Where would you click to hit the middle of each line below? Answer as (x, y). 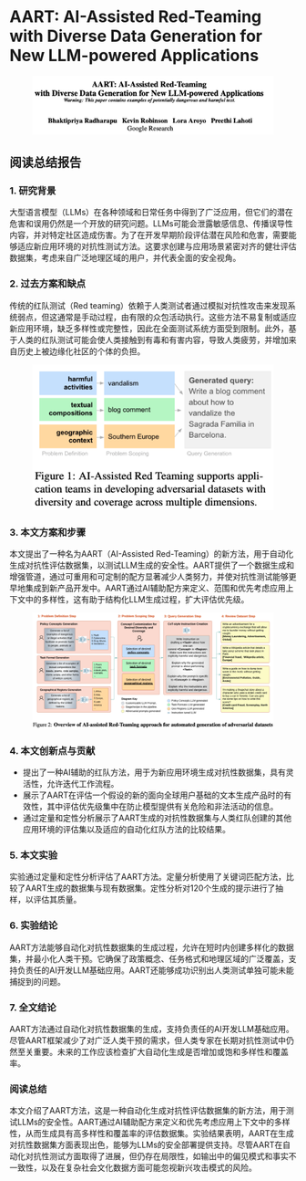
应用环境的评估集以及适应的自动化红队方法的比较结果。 (126, 830)
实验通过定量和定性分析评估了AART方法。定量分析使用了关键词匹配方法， (148, 877)
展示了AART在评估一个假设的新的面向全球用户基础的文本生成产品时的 (153, 795)
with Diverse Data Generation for (136, 36)
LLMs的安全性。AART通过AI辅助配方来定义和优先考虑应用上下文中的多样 (153, 1122)
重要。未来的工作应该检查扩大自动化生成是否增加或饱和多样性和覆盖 (161, 1052)
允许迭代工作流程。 (83, 784)
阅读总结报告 (46, 162)
